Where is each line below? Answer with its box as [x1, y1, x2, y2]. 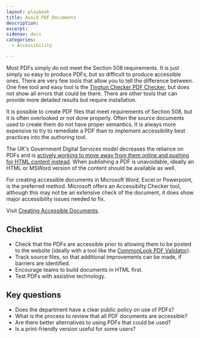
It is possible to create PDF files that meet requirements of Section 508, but [6, 108, 193, 115]
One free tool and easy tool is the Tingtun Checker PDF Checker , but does [6, 83, 190, 90]
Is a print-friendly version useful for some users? [14, 325, 136, 332]
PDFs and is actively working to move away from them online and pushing [6, 151, 189, 158]
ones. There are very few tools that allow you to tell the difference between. [6, 77, 194, 84]
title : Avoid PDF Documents [6, 14, 77, 20]
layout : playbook [6, 8, 50, 15]
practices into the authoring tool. [6, 133, 87, 140]
